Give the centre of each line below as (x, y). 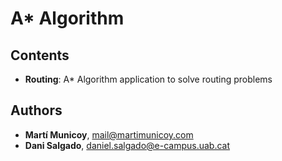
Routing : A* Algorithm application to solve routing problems (148, 79)
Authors (36, 110)
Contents (40, 55)
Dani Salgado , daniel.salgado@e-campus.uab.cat (127, 145)
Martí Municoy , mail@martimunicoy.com (109, 134)
